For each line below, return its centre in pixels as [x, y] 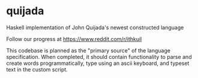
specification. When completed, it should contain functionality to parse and [99, 57]
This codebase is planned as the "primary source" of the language [88, 50]
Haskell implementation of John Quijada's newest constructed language [95, 27]
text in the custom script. [37, 69]
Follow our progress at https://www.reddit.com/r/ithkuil [74, 39]
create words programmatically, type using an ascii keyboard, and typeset [98, 63]
